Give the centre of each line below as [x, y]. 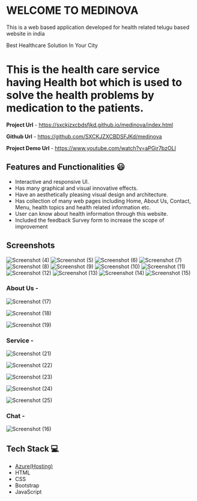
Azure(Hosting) [34, 466]
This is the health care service [83, 70]
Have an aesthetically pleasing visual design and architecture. [91, 194]
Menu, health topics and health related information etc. [83, 207]
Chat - [16, 416]
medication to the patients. [75, 108]
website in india [26, 33]
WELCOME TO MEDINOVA [72, 11]
